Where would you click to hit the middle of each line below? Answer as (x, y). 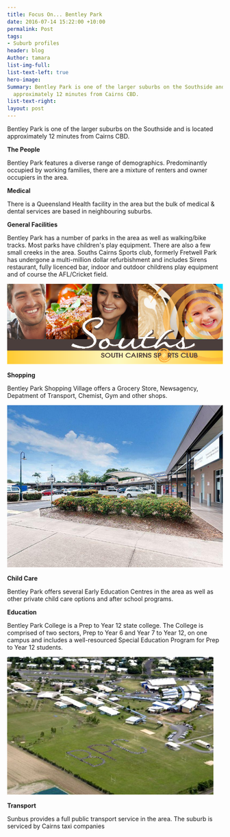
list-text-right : (32, 102)
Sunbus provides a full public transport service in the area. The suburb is (110, 818)
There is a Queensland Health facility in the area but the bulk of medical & (111, 204)
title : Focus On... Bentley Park (55, 14)
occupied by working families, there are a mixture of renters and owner (107, 170)
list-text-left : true (38, 72)
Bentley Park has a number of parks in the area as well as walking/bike (107, 238)
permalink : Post (30, 29)
